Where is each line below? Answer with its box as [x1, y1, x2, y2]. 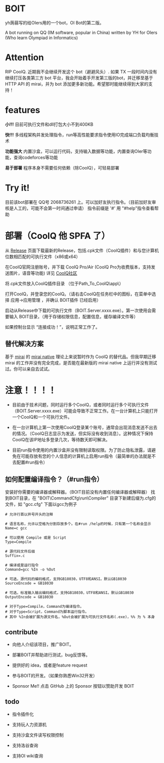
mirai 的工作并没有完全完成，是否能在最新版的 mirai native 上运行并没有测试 [5, 359, 157, 365]
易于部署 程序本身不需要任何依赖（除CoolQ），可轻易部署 [5, 165, 120, 170]
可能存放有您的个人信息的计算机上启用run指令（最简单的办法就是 [20, 453, 152, 459]
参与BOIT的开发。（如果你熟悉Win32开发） [12, 673, 98, 679]
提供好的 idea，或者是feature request [12, 662, 87, 668]
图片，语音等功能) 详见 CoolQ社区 [9, 270, 78, 276]
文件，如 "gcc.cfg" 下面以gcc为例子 [5, 501, 77, 507]
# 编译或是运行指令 [5, 563, 39, 568]
